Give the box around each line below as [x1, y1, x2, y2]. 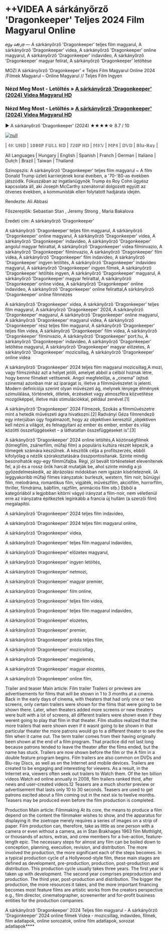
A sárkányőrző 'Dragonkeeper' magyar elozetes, [5, 666, 105, 672]
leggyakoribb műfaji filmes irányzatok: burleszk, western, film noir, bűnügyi [5, 474, 160, 480]
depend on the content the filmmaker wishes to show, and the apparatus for [5, 812, 162, 818]
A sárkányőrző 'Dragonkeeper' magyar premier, [5, 579, 104, 585]
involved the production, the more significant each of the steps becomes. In [5, 850, 162, 856]
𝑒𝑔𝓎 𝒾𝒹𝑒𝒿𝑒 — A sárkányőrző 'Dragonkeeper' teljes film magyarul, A [5, 41, 142, 47]
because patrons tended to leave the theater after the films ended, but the [5, 744, 158, 750]
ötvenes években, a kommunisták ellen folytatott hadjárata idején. [5, 189, 141, 195]
